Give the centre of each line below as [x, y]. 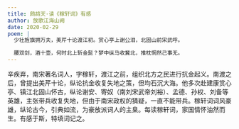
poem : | [19, 34]
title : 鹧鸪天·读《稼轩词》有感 [49, 14]
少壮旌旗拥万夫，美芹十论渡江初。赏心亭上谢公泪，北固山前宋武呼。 [99, 40]
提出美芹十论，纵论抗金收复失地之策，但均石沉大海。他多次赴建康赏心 [129, 83]
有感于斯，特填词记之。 [54, 118]
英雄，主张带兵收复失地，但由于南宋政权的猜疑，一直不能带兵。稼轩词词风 [116, 101]
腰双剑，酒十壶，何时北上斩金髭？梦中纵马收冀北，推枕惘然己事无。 [99, 53]
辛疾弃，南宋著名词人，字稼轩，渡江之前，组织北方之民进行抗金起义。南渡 [116, 74]
